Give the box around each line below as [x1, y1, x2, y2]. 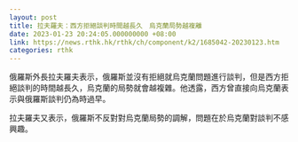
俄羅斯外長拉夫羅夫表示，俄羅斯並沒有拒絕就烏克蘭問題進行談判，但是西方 [9, 72, 281, 83]
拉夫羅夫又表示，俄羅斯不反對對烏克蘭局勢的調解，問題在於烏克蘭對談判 [9, 113, 273, 123]
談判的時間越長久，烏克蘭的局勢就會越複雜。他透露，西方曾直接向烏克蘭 [16, 83, 281, 93]
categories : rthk [9, 46, 74, 55]
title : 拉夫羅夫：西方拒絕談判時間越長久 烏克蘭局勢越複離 [9, 21, 202, 30]
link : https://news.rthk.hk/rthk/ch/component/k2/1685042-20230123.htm [9, 37, 279, 47]
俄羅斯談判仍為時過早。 [24, 94, 111, 105]
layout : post [9, 12, 58, 22]
